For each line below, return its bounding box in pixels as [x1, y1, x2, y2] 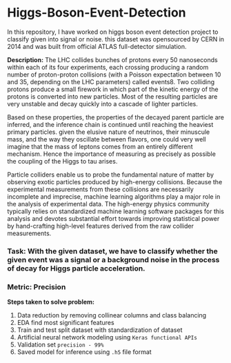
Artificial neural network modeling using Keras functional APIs [17, 333, 198, 342]
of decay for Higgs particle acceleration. [7, 264, 146, 273]
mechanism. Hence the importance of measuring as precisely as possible [7, 150, 216, 158]
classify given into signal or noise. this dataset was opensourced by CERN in [7, 35, 225, 43]
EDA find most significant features [17, 319, 115, 327]
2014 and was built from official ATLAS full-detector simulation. [7, 42, 187, 50]
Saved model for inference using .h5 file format [17, 348, 152, 356]
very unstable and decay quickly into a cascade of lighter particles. [7, 99, 198, 108]
